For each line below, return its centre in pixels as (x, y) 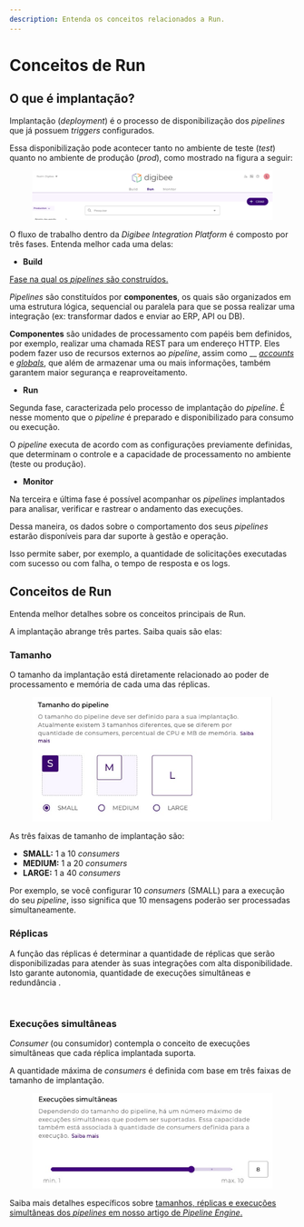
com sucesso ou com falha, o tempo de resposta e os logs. (120, 563)
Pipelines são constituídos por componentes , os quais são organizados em (151, 296)
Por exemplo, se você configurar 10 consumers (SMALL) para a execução (147, 891)
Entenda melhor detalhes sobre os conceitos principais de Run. (128, 613)
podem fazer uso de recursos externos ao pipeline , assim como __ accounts (152, 353)
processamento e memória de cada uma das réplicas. (110, 684)
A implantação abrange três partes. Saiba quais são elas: (116, 631)
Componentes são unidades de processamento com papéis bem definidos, (151, 334)
